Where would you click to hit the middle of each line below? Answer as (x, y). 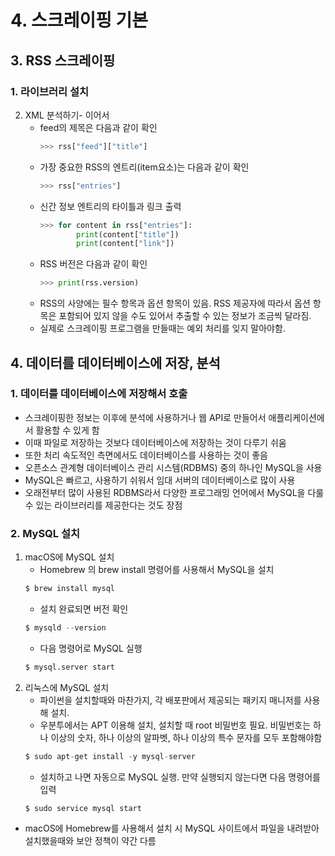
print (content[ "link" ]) (125, 244)
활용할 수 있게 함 (67, 430)
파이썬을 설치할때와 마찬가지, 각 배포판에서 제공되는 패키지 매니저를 (170, 700)
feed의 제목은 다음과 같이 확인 (98, 127)
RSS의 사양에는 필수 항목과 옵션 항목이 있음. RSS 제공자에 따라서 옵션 (175, 303)
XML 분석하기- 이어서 (67, 115)
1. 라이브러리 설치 (50, 91)
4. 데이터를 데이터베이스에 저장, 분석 (115, 362)
